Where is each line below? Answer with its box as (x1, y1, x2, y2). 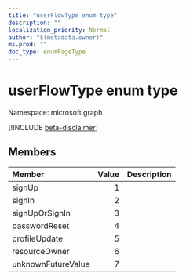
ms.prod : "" (8, 41, 47, 49)
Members (8, 146, 57, 159)
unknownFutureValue (12, 258, 90, 269)
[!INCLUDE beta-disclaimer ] (8, 122, 98, 132)
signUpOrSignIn (12, 207, 71, 218)
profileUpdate (12, 233, 64, 244)
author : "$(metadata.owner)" (8, 33, 104, 42)
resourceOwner (12, 245, 70, 256)
